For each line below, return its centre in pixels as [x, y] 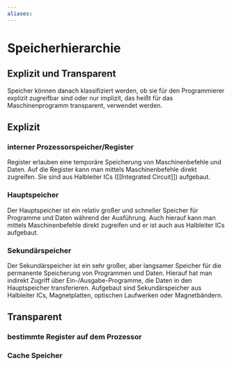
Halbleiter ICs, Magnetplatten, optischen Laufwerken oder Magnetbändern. [115, 295]
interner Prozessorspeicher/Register [70, 147]
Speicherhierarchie [64, 48]
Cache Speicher [35, 356]
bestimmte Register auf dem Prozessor [75, 337]
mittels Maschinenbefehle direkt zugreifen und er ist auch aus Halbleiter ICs [116, 225]
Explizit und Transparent [62, 74]
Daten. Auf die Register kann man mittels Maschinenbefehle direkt [102, 170]
